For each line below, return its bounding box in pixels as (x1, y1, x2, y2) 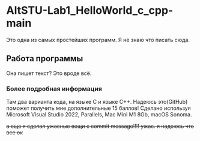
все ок (6, 129, 23, 136)
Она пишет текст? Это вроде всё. (6, 70, 92, 77)
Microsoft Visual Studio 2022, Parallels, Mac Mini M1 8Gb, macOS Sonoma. (6, 111, 192, 118)
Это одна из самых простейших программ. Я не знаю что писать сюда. (6, 36, 190, 43)
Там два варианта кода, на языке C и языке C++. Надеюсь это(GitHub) (6, 98, 188, 106)
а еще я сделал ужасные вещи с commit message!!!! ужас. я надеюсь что (6, 122, 194, 130)
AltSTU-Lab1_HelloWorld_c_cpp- (6, 4, 174, 17)
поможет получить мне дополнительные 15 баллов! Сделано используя (6, 104, 191, 112)
